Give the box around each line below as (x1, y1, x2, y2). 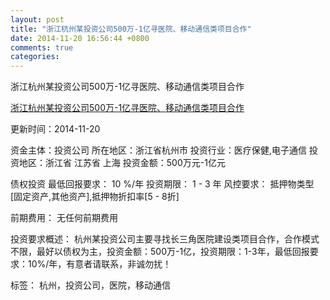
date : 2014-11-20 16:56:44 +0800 (10, 33, 150, 43)
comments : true (10, 42, 74, 53)
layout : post (10, 14, 65, 25)
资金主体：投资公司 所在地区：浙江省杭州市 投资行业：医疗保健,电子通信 (10, 144, 307, 156)
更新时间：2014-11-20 (10, 123, 101, 135)
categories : (10, 52, 60, 62)
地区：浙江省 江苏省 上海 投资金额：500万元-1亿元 (18, 157, 226, 169)
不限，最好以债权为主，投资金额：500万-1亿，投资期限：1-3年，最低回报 (10, 246, 310, 258)
